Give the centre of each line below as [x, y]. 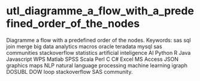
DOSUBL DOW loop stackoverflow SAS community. [69, 71]
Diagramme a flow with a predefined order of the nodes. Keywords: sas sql [99, 40]
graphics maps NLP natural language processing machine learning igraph [97, 65]
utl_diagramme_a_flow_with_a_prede [100, 11]
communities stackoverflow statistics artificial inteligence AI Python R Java [99, 52]
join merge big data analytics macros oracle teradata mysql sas [84, 46]
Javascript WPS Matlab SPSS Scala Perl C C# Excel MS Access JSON [92, 59]
